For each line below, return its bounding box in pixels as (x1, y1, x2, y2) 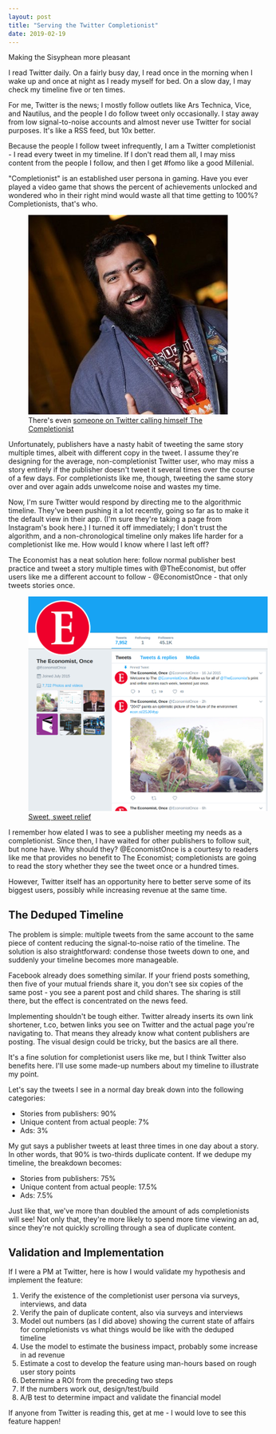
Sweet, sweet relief (28, 812, 92, 821)
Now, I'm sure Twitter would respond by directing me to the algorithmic (8, 497, 242, 507)
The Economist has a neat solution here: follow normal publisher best (8, 555, 236, 565)
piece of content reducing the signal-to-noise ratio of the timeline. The (8, 938, 241, 947)
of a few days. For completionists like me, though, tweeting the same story (8, 473, 254, 483)
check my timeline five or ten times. (8, 85, 125, 95)
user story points (19, 1367, 76, 1377)
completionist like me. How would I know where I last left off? (8, 539, 210, 550)
